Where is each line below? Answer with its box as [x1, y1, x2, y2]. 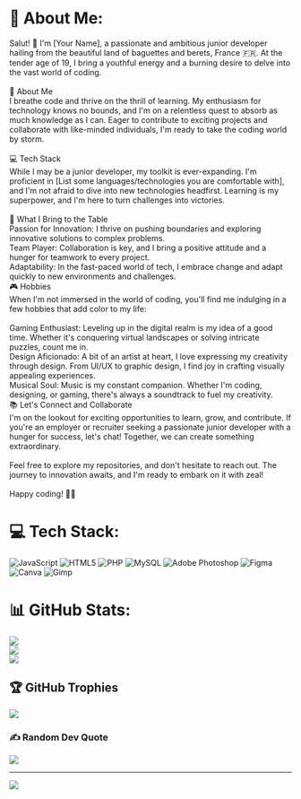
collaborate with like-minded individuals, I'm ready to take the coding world [9, 124, 288, 135]
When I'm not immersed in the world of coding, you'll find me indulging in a [9, 293, 287, 304]
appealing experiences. [9, 369, 96, 380]
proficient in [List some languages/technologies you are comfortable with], [9, 175, 285, 187]
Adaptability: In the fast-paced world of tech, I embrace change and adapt [9, 261, 284, 272]
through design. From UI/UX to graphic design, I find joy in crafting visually [9, 360, 285, 371]
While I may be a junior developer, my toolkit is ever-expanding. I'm [9, 166, 257, 177]
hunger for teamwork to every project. [9, 251, 150, 263]
